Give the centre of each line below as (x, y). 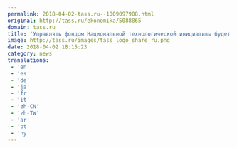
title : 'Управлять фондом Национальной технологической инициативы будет (119, 34)
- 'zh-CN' (25, 107)
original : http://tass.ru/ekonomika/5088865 (74, 21)
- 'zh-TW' (25, 113)
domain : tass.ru (31, 27)
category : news (30, 54)
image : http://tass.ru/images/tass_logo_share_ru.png (89, 41)
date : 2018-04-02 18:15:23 (47, 47)
